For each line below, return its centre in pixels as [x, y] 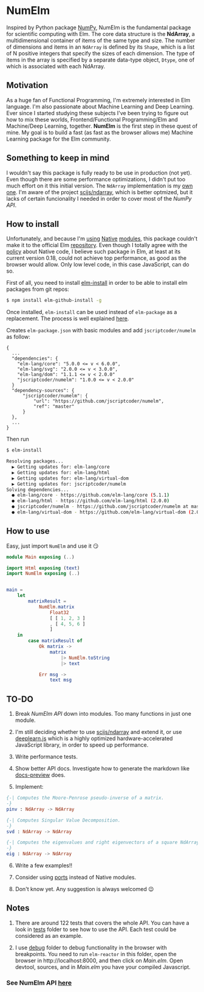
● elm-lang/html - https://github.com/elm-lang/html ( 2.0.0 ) [91, 501]
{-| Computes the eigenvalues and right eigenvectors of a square [92, 843]
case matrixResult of [56, 641]
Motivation [27, 86]
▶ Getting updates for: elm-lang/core [61, 467]
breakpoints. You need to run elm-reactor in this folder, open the [96, 954]
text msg [60, 680]
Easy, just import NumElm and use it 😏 [53, 546]
